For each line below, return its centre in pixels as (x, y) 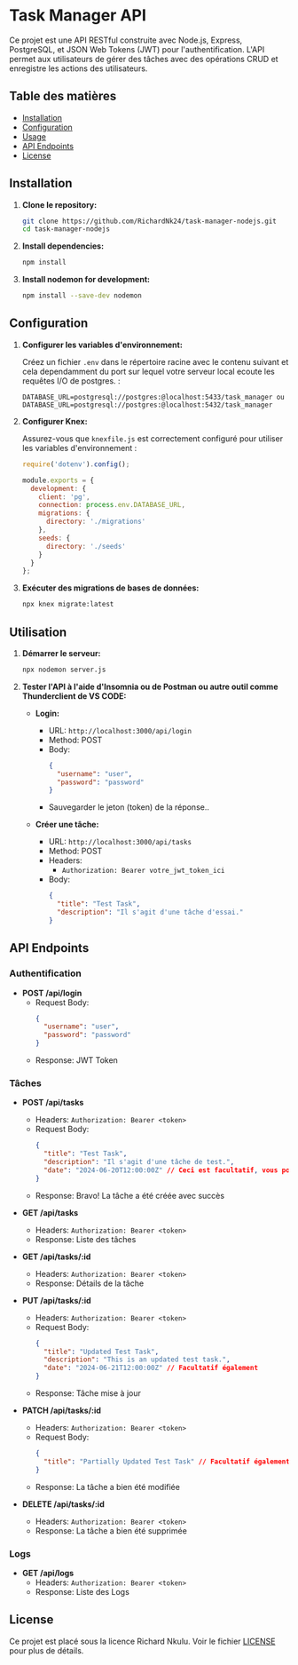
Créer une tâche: (67, 825)
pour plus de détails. (47, 1650)
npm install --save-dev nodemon (82, 296)
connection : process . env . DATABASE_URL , (112, 505)
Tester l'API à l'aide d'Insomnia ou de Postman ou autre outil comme (150, 686)
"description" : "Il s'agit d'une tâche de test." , (139, 1162)
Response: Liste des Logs (82, 1591)
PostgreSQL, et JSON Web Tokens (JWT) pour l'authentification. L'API (137, 49)
